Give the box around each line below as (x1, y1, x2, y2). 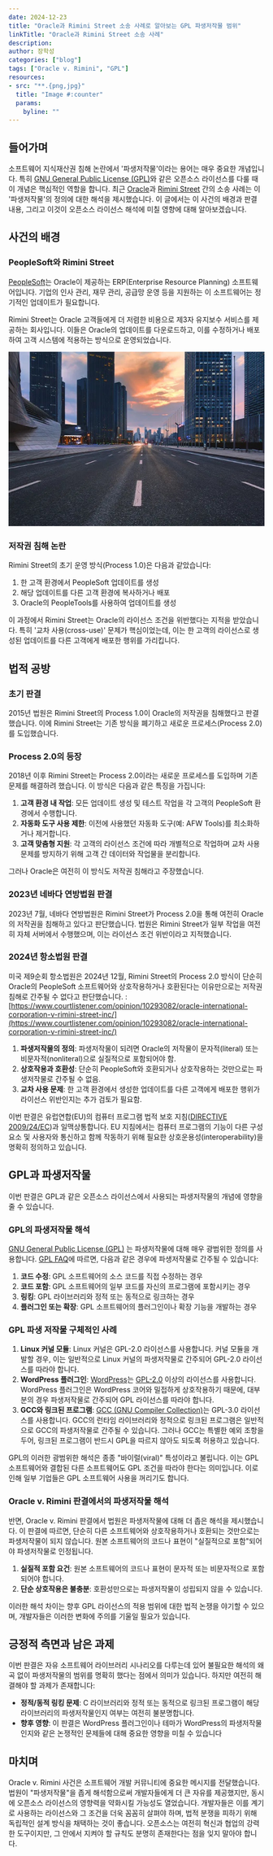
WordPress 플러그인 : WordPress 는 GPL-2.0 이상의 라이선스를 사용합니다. (19, 1375, 256, 1384)
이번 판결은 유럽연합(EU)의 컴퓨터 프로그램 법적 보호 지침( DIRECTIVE (8, 1111, 227, 1122)
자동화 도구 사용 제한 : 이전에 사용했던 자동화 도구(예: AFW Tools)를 (19, 818, 232, 829)
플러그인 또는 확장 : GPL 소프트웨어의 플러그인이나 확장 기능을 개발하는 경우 (19, 1301, 258, 1311)
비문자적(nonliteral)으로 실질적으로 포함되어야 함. (19, 1053, 176, 1063)
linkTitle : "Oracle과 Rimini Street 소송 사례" (8, 30, 164, 38)
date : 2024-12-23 (8, 13, 67, 21)
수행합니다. (41, 808, 77, 818)
